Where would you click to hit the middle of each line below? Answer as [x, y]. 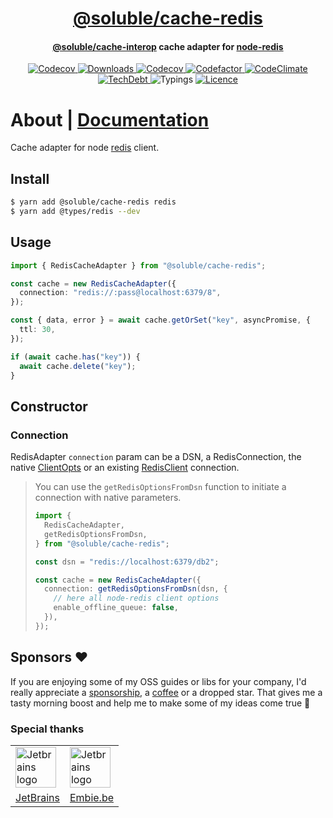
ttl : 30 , [37, 330]
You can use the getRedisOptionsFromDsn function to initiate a [160, 487]
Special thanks [47, 729]
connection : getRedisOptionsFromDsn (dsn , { [136, 589]
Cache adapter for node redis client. [85, 148]
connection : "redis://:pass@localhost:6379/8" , [120, 293]
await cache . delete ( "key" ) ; [78, 366]
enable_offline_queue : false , [116, 608]
